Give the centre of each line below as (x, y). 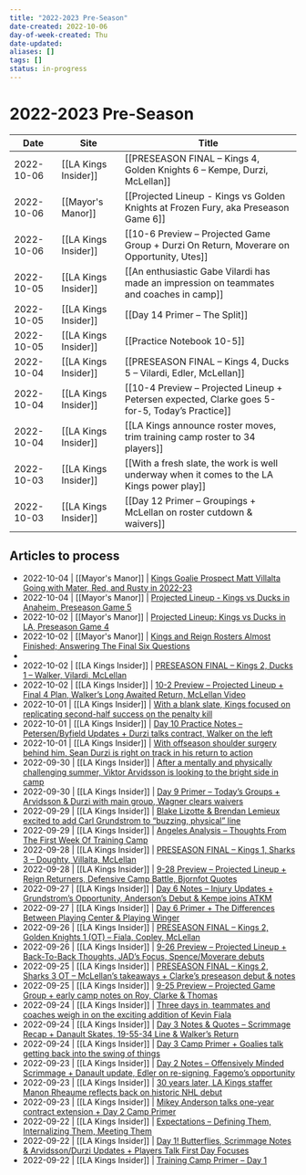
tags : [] (26, 60)
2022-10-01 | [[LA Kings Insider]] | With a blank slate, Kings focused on (157, 704)
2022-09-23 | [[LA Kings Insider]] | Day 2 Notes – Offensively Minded (153, 1063)
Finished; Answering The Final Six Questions (107, 645)
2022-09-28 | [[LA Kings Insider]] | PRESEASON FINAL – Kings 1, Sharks (159, 849)
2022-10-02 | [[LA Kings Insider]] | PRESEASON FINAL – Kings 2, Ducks (158, 665)
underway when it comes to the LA (199, 474)
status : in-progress (49, 69)
